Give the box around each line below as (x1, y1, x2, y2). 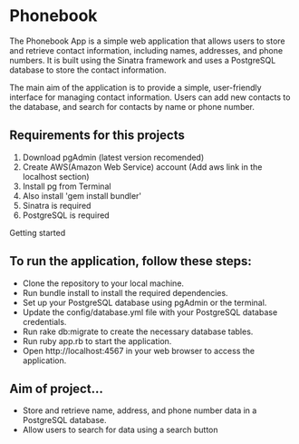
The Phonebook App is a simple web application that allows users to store (9, 35, 285, 46)
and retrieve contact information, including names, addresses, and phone (9, 44, 284, 55)
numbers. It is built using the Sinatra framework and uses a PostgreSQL (9, 54, 276, 65)
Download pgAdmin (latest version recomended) (22, 152, 205, 163)
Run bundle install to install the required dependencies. (22, 287, 228, 298)
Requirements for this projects (9, 128, 186, 143)
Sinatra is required (22, 200, 92, 211)
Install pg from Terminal (22, 181, 111, 192)
